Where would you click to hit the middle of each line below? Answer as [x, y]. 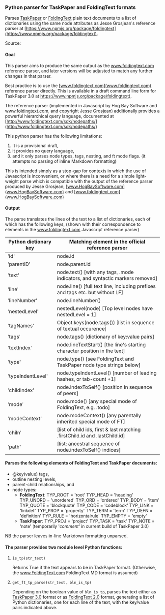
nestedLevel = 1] [77, 314]
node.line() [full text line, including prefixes [107, 286]
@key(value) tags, [30, 474]
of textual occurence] [82, 329]
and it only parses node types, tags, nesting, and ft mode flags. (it [79, 156]
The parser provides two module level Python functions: [64, 547]
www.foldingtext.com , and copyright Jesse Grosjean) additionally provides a [82, 111]
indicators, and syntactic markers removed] [107, 278]
